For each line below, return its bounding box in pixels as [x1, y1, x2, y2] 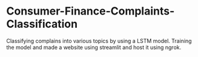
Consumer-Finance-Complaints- [6, 4, 175, 18]
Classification [6, 17, 78, 31]
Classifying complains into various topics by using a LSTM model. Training [6, 37, 192, 44]
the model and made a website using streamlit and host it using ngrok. [6, 44, 182, 51]
